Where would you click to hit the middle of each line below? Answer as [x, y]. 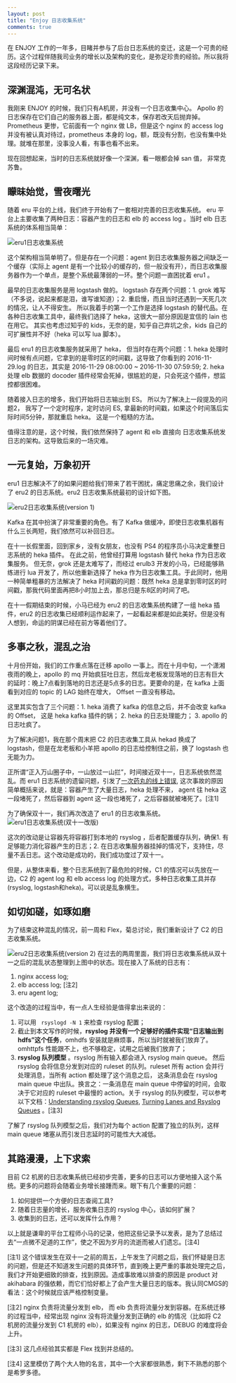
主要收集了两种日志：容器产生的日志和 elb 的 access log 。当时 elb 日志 [123, 219]
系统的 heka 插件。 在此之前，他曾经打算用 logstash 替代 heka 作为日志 [116, 555]
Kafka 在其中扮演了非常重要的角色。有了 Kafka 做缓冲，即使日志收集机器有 [116, 522]
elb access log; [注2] [47, 985]
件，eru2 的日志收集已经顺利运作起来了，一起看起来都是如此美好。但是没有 [117, 613]
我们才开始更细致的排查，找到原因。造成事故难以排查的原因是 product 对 [113, 1275]
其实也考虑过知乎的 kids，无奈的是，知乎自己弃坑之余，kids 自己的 [130, 325]
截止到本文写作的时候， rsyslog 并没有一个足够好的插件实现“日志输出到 [120, 1031]
